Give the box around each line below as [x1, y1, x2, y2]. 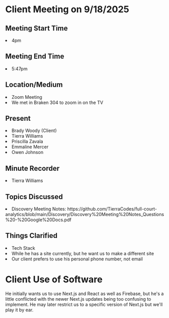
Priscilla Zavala [12, 139, 43, 145]
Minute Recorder [5, 164, 60, 173]
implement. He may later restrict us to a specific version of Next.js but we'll [5, 301, 163, 307]
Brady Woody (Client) [12, 127, 57, 134]
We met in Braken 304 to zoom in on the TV [12, 99, 103, 105]
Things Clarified [5, 231, 58, 240]
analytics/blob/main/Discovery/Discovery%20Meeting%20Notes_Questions [5, 211, 164, 218]
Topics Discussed [5, 192, 63, 201]
